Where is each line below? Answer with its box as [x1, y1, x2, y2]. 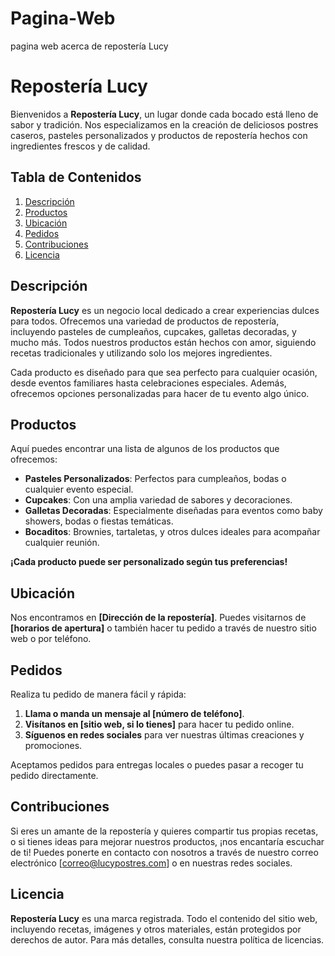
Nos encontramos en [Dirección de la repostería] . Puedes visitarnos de [10, 612, 307, 624]
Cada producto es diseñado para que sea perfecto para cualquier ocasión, [10, 366, 318, 378]
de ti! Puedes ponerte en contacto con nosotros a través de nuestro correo [10, 846, 319, 858]
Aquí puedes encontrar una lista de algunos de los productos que [10, 443, 280, 455]
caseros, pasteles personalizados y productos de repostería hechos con [10, 129, 308, 141]
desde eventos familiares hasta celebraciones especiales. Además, [10, 377, 287, 389]
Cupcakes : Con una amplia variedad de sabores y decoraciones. [24, 494, 293, 506]
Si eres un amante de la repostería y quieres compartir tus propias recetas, [10, 825, 319, 837]
